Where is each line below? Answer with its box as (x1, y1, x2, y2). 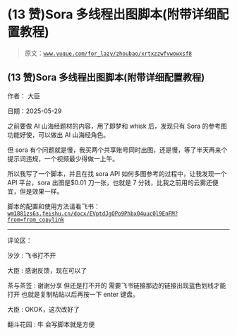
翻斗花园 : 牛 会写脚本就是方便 (7, 319, 95, 329)
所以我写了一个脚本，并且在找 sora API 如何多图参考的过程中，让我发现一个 (7, 169, 227, 177)
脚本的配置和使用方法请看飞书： (7, 202, 100, 211)
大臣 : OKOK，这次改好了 (7, 305, 80, 313)
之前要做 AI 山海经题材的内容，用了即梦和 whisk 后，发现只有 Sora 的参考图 (7, 122, 227, 130)
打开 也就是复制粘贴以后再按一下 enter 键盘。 (7, 290, 140, 298)
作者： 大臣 (7, 91, 40, 100)
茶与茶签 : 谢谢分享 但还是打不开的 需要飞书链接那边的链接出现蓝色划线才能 (7, 281, 226, 290)
